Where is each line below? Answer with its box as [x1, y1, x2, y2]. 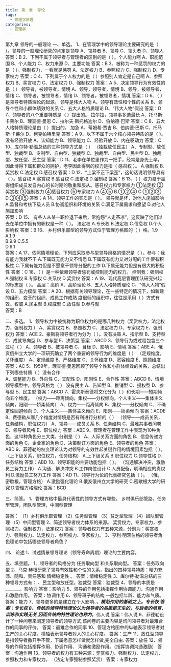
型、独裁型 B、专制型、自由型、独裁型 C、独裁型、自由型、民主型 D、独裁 [5, 150, 162, 156]
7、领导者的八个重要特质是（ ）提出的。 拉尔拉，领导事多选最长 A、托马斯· [5, 112, 164, 118]
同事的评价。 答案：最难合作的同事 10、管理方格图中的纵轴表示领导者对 [14, 624, 165, 631]
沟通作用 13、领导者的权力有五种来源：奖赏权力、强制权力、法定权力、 [14, 650, 163, 656]
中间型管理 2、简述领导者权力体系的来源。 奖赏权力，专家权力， [22, 519, 158, 526]
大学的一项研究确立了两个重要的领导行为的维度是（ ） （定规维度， [22, 350, 164, 357]
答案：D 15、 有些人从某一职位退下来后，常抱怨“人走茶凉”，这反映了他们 [5, 214, 158, 220]
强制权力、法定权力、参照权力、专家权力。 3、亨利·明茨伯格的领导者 [14, 532, 158, 538]
